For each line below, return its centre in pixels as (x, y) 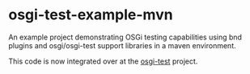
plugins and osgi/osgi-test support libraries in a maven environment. (122, 45)
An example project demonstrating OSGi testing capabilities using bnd (125, 37)
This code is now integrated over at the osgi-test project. (103, 61)
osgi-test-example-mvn (91, 15)
